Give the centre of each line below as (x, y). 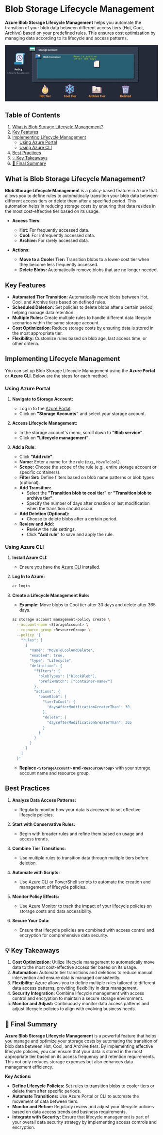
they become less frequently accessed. (59, 265)
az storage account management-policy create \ (61, 620)
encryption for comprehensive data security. (64, 935)
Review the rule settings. (51, 529)
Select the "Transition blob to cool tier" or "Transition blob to (89, 493)
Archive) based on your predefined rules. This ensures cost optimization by (81, 33)
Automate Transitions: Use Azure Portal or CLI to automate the (75, 1096)
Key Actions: (18, 1076)
